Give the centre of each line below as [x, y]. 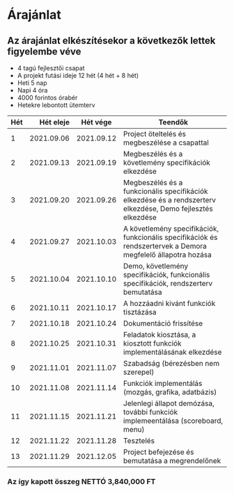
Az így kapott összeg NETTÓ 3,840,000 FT [81, 481]
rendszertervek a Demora [165, 246]
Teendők [173, 122]
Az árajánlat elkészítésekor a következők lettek [111, 41]
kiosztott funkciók [153, 343]
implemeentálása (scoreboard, [173, 421]
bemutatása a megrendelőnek [172, 461]
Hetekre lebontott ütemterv [56, 105]
